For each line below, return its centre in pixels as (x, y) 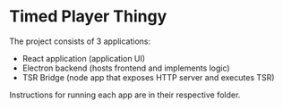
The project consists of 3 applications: (80, 41)
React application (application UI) (84, 58)
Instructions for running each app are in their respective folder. (125, 95)
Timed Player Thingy (88, 17)
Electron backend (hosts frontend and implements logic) (126, 68)
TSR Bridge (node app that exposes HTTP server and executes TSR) (148, 77)
